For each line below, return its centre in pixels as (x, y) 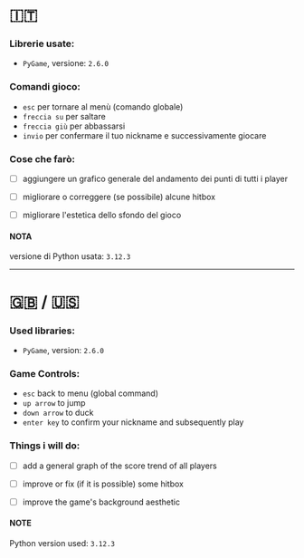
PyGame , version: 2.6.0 (63, 350)
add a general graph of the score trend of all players (119, 466)
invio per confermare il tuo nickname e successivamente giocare (144, 135)
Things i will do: (45, 446)
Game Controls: (44, 373)
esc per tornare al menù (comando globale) (103, 106)
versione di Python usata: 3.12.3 (70, 256)
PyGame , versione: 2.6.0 (66, 63)
